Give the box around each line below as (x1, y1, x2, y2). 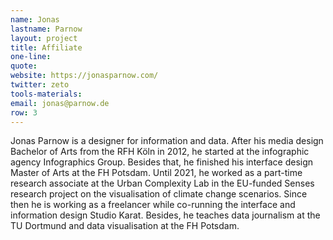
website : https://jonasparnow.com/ (10, 71, 159, 81)
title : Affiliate (10, 42, 83, 53)
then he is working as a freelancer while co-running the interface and (10, 199, 296, 211)
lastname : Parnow (10, 24, 83, 34)
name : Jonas (10, 14, 60, 25)
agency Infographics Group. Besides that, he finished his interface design (10, 156, 314, 168)
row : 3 (10, 107, 38, 118)
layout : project (10, 33, 78, 43)
